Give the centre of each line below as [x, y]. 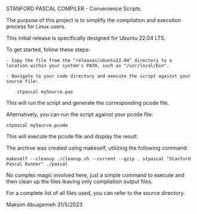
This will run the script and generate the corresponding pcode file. [88, 103]
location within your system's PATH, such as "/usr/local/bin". [88, 66]
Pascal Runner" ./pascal [37, 164]
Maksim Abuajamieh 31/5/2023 [44, 204]
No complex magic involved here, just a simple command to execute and [96, 175]
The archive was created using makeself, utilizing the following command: [97, 148]
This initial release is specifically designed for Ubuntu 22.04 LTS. [86, 38]
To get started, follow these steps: [48, 49]
